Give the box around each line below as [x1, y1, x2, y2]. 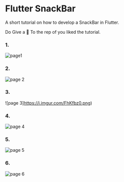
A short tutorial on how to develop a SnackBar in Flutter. [5, 19, 120, 25]
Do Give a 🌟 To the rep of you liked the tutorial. [5, 29, 101, 35]
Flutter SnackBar [5, 3, 76, 14]
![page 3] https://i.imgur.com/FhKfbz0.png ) [5, 100, 93, 106]
